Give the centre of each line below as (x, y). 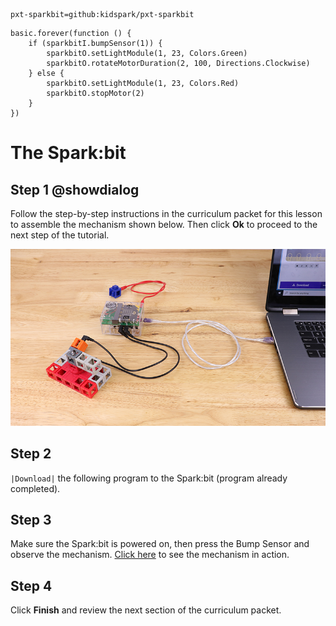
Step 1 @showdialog (75, 189)
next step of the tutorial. (60, 235)
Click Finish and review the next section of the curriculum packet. (146, 610)
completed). (35, 488)
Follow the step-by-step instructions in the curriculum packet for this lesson (166, 213)
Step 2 (31, 454)
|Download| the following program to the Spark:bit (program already (149, 478)
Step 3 (31, 520)
